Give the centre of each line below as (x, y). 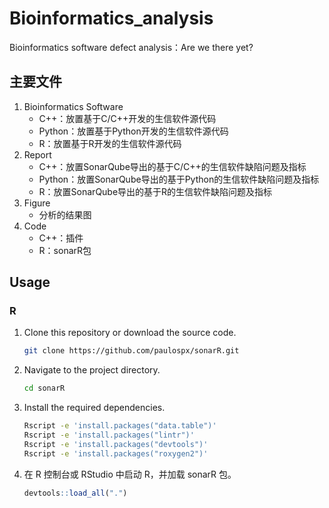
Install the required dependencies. (94, 408)
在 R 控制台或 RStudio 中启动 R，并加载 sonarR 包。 (130, 474)
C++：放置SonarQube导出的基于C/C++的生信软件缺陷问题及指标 (172, 166)
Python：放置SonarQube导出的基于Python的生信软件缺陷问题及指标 (179, 179)
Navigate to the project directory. (92, 370)
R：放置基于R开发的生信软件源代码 (110, 143)
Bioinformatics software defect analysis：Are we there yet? (131, 47)
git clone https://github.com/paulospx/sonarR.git (131, 351)
